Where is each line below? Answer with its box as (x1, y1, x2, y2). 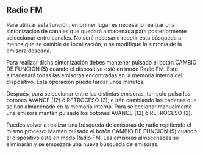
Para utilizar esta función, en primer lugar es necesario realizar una (6, 21, 175, 28)
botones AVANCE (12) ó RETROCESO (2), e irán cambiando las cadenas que (6, 96, 197, 103)
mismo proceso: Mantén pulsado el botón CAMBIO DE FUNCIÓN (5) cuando (6, 127, 197, 135)
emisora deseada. (6, 47, 52, 54)
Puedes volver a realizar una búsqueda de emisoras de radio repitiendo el (6, 121, 192, 128)
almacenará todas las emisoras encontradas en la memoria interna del (6, 71, 183, 79)
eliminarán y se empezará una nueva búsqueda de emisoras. (6, 140, 159, 148)
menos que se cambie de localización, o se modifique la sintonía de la (6, 40, 182, 47)
